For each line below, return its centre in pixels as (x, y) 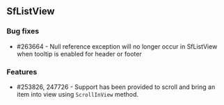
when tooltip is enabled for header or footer (79, 54)
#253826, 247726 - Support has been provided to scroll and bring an (116, 87)
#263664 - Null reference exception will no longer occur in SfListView (117, 46)
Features (22, 72)
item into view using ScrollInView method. (77, 94)
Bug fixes (23, 31)
